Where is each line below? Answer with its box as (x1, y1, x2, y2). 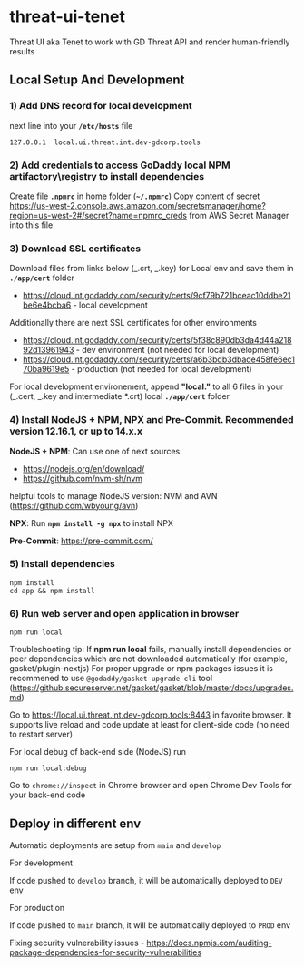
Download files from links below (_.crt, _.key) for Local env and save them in (9, 263, 294, 274)
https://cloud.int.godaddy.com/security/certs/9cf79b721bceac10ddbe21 (22, 290, 291, 301)
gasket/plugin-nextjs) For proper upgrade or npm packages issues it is (9, 663, 274, 674)
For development (9, 857, 74, 868)
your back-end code (9, 789, 86, 800)
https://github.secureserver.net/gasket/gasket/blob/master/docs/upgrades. (12, 682, 294, 693)
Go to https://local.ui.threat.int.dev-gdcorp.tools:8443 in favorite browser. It (9, 709, 292, 720)
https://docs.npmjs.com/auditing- (146, 937, 272, 948)
